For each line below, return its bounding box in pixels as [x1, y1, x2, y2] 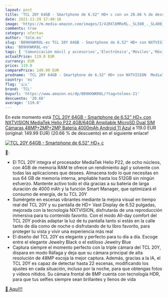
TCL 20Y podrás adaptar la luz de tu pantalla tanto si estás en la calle [12, 218, 155, 224]
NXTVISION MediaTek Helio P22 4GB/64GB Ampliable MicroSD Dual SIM [5, 120, 155, 126]
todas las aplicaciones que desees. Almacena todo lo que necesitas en [12, 170, 158, 176]
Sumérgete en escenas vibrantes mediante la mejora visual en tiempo [12, 196, 156, 203]
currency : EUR [5, 59, 35, 64]
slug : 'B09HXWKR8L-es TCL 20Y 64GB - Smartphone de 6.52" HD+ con [5, 40, 146, 45]
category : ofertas [5, 31, 43, 36]
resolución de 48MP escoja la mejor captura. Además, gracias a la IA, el [12, 255, 161, 261]
